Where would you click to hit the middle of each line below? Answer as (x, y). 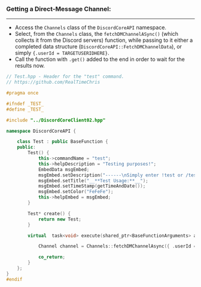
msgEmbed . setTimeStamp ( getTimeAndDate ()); (92, 186)
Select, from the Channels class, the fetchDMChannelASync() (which (96, 34)
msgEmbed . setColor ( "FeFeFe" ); (76, 192)
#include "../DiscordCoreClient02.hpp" (56, 120)
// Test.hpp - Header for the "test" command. (65, 77)
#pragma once (22, 93)
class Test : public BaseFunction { (63, 142)
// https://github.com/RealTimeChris (53, 83)
